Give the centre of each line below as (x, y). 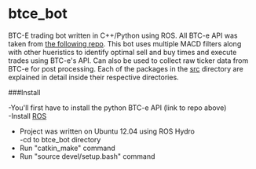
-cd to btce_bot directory (60, 139)
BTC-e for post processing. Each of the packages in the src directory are (126, 68)
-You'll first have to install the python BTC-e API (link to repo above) (117, 108)
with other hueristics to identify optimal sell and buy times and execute (123, 52)
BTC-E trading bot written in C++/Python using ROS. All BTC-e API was (123, 35)
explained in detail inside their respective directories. (93, 77)
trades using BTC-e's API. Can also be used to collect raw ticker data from (128, 61)
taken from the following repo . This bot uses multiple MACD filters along (125, 43)
